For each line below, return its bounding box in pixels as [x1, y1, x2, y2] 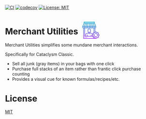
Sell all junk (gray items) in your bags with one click [12, 60, 115, 66]
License [5, 93, 38, 104]
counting [12, 71, 30, 77]
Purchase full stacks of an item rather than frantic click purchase [12, 66, 141, 72]
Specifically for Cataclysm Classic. [5, 51, 74, 57]
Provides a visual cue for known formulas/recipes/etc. [12, 76, 120, 82]
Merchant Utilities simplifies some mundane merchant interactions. [5, 42, 138, 48]
